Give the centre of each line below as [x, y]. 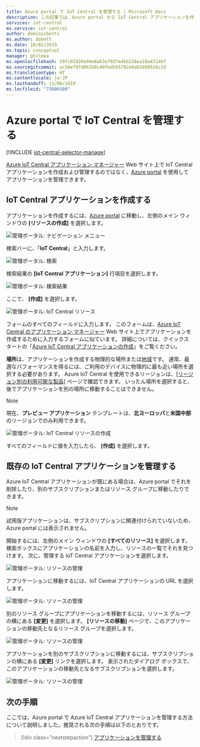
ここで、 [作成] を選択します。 [43, 299]
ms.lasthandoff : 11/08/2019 [41, 84]
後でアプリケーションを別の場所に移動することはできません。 [82, 389]
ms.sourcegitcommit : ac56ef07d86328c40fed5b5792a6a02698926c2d [86, 67]
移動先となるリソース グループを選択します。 [82, 629]
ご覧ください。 [162, 346]
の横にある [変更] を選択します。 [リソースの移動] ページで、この [85, 621]
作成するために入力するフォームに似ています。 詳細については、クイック [95, 339]
